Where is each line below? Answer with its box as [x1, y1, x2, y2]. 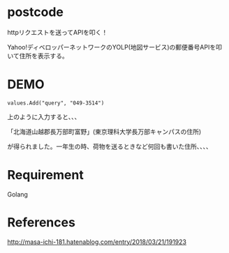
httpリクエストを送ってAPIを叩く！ [7, 28, 108, 36]
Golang [7, 190, 28, 199]
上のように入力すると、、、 [7, 112, 81, 121]
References [7, 215, 75, 230]
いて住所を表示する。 [7, 52, 68, 60]
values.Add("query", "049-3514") [7, 99, 105, 107]
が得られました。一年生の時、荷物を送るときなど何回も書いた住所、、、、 [7, 142, 212, 151]
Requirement [7, 167, 84, 183]
